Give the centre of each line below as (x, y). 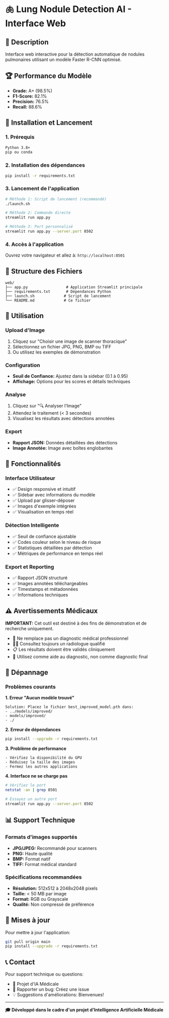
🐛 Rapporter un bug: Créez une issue (51, 989)
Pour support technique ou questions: (45, 974)
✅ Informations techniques (40, 595)
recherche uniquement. (29, 628)
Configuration (23, 365)
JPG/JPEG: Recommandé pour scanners (55, 848)
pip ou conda (19, 152)
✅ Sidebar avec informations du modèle (54, 495)
